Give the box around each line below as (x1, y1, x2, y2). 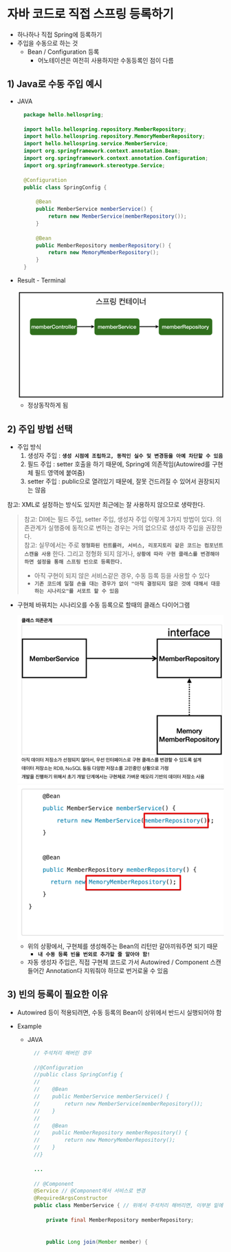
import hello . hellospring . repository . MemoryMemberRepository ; (23, 133, 206, 140)
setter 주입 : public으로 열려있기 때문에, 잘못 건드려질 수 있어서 (27, 477, 197, 486)
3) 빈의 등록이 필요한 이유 (7, 989, 109, 1001)
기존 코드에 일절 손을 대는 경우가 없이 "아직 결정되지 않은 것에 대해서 (34, 580, 208, 587)
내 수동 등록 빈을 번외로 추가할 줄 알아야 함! (37, 951, 151, 958)
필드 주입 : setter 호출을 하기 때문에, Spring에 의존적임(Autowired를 (27, 459, 211, 468)
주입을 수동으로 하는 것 (16, 39, 78, 47)
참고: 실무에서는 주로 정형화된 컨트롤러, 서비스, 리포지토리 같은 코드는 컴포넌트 (23, 541, 223, 549)
